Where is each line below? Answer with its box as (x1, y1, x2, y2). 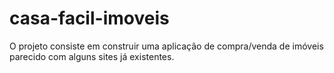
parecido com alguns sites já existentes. (9, 50, 175, 62)
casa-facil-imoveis (9, 7, 170, 30)
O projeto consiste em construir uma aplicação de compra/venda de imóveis (9, 40, 324, 52)
